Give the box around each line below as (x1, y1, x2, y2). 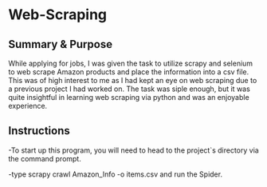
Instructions (8, 124, 70, 137)
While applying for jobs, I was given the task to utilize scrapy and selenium (8, 58, 253, 68)
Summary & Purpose (8, 38, 113, 51)
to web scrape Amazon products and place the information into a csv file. (8, 67, 249, 77)
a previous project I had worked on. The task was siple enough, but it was (8, 84, 251, 93)
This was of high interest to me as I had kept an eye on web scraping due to (8, 76, 257, 85)
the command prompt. (8, 153, 81, 163)
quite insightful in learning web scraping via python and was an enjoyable (8, 93, 249, 101)
